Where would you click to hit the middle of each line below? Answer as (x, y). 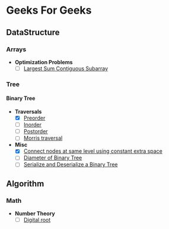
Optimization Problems (44, 62)
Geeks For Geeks (49, 10)
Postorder (36, 131)
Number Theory (35, 214)
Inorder (33, 125)
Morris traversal (43, 138)
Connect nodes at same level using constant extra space (93, 151)
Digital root (37, 220)
